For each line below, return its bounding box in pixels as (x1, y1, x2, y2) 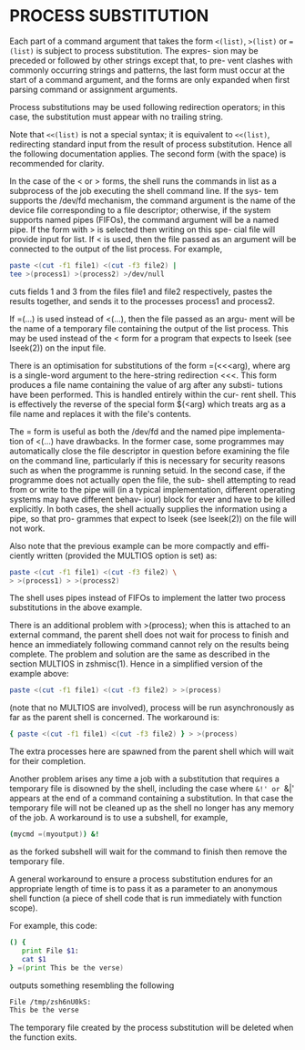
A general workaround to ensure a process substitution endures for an (9, 873, 273, 884)
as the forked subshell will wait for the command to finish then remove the (9, 846, 288, 857)
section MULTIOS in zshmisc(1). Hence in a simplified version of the (9, 658, 264, 669)
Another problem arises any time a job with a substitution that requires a (9, 773, 280, 784)
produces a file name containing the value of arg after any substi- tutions (9, 379, 284, 390)
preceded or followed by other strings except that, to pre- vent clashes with (9, 55, 293, 66)
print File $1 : (21, 946, 79, 955)
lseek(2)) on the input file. (9, 342, 107, 353)
